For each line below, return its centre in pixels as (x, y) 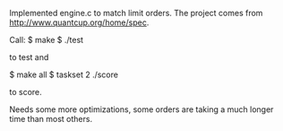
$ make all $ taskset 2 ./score (64, 74)
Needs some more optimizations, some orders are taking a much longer (141, 109)
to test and (29, 57)
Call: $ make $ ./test (46, 40)
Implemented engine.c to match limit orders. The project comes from (136, 13)
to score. (26, 92)
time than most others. (51, 119)
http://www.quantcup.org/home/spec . (79, 22)
